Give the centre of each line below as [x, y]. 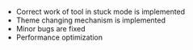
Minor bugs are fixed [51, 29]
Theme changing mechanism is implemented [91, 20]
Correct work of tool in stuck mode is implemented [101, 12]
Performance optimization [59, 37]
